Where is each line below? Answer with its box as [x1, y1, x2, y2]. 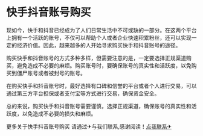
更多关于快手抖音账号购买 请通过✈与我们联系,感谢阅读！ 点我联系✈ [6, 123, 172, 130]
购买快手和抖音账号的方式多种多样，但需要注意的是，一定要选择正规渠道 [6, 54, 186, 61]
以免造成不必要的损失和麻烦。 [22, 110, 97, 117]
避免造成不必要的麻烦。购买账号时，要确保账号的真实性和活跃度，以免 [16, 61, 192, 69]
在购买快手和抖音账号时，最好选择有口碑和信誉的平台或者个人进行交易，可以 [6, 82, 197, 89]
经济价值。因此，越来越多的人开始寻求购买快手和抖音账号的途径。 [16, 42, 181, 49]
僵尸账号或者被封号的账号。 [16, 69, 86, 76]
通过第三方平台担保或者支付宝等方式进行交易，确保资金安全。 [6, 90, 160, 97]
